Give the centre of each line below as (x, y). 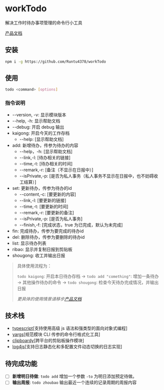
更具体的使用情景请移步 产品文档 (49, 298)
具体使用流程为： (34, 266)
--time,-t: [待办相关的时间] (46, 163)
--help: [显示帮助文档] (42, 139)
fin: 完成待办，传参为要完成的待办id (48, 231)
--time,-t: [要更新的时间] (44, 206)
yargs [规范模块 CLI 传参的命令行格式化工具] (56, 334)
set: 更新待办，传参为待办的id (42, 188)
